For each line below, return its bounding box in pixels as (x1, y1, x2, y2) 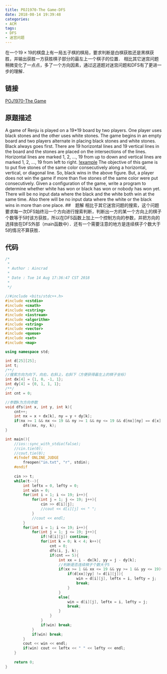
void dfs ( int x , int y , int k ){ (5, 404, 72, 410)
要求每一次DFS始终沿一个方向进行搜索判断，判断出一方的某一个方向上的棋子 (5, 208, 162, 214)
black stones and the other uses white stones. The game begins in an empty (5, 132, 162, 138)
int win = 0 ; (23, 488, 50, 493)
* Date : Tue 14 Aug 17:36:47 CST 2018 (7, 275, 90, 280)
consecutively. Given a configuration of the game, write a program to (5, 180, 146, 186)
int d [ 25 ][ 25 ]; (5, 358, 37, 363)
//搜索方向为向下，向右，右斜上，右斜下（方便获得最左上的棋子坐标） (5, 372, 128, 377)
